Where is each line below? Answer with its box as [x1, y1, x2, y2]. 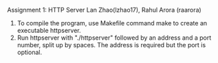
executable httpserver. [17, 27, 81, 34]
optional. [17, 48, 43, 56]
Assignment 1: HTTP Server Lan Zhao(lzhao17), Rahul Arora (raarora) [7, 6, 201, 14]
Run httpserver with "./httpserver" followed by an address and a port [17, 34, 212, 42]
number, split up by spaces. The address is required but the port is [17, 41, 206, 49]
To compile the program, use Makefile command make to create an [17, 19, 208, 27]
